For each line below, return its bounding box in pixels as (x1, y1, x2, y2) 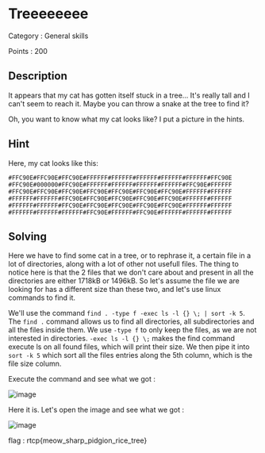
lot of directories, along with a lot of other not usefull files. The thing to (8, 259, 240, 269)
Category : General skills (8, 31, 89, 40)
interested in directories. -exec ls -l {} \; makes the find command (8, 334, 236, 344)
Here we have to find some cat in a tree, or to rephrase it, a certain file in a (8, 251, 252, 260)
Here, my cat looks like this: (8, 158, 99, 167)
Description (8, 69, 67, 83)
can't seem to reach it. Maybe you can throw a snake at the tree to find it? (8, 98, 250, 108)
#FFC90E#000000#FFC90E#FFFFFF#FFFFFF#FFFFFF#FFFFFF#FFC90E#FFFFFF (8, 180, 232, 189)
